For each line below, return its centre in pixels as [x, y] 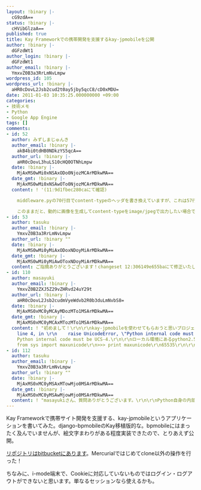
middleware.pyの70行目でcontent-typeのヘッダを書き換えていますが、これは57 [105, 200]
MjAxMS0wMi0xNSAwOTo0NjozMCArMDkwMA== [65, 184]
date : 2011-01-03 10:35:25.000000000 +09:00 [63, 95]
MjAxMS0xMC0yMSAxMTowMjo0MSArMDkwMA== [65, 384]
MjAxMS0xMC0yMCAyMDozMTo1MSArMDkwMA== [65, 312]
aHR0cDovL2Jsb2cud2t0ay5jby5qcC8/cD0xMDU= [65, 90]
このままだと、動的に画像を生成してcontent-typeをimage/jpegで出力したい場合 [104, 211]
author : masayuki [33, 278]
